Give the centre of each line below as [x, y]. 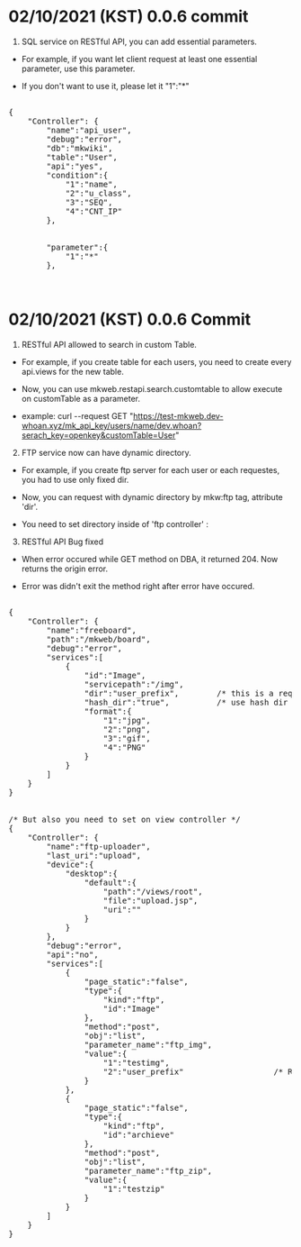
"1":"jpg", [127, 720]
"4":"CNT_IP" [94, 211]
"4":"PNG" [124, 747]
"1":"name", [91, 184]
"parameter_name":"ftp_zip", [148, 1170]
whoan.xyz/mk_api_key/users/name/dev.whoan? [111, 425]
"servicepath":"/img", [134, 684]
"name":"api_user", [89, 130]
